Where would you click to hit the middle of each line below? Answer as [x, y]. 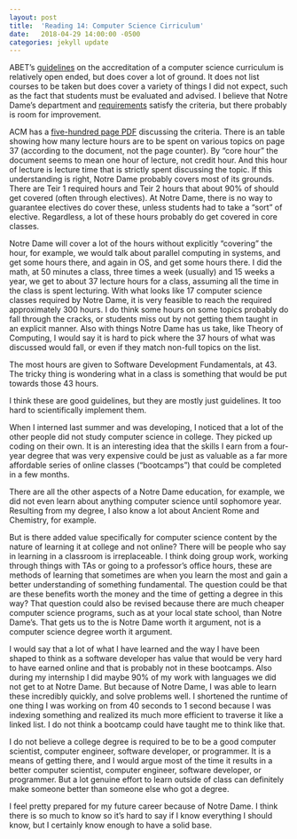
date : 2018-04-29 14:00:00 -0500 [75, 34]
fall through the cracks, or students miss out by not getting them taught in [144, 319]
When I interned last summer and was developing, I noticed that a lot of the [146, 427]
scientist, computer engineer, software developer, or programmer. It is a [141, 751]
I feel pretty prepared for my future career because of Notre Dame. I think [144, 806]
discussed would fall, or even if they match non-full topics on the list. [135, 348]
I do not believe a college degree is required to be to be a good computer [143, 742]
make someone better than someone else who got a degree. [119, 789]
